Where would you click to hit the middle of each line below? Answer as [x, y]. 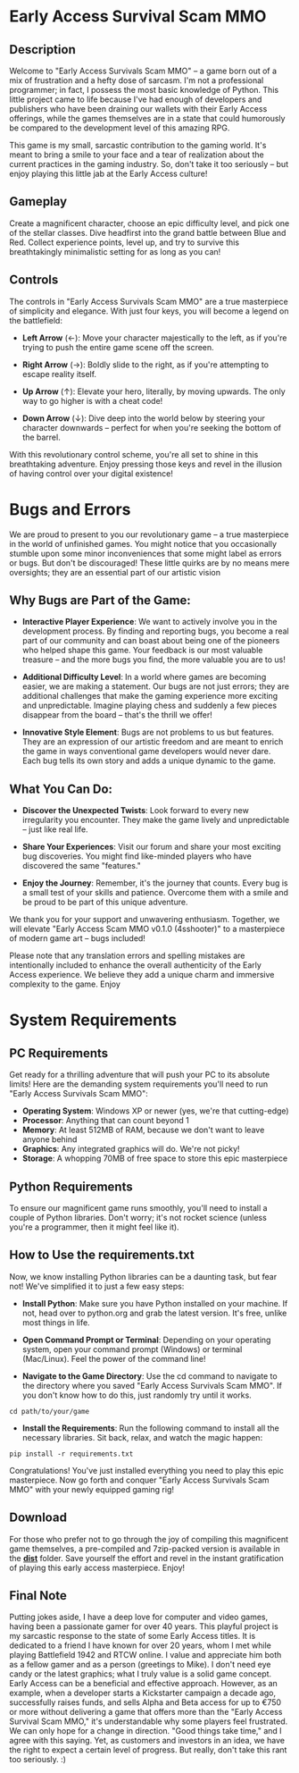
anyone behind [50, 1139]
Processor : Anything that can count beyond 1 [106, 1121]
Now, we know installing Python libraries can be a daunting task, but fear [143, 1276]
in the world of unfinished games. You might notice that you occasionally [143, 543]
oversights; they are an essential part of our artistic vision [115, 572]
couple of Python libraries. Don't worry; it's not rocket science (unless [138, 1218]
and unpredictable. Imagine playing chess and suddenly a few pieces [149, 706]
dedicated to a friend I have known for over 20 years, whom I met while [141, 1645]
